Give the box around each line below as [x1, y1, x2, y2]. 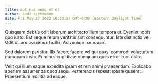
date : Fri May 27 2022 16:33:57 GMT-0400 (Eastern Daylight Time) [5, 16, 142, 21]
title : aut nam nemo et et [5, 7, 60, 12]
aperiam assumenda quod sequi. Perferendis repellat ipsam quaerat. [5, 69, 142, 74]
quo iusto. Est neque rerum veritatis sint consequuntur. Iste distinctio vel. [5, 34, 151, 40]
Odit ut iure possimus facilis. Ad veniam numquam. [5, 40, 107, 45]
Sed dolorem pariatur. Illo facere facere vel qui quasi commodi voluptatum [5, 49, 154, 55]
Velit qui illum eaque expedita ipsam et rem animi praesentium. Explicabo [5, 63, 152, 69]
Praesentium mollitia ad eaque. [5, 73, 67, 80]
